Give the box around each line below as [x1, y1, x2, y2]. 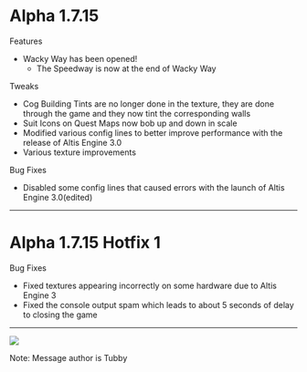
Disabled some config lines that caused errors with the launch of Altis [22, 181, 285, 192]
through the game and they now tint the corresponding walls [22, 108, 251, 119]
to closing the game [22, 309, 98, 320]
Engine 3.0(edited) [22, 191, 93, 202]
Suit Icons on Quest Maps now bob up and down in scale [22, 118, 238, 129]
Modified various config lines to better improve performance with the [22, 127, 283, 138]
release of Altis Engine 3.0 [22, 137, 122, 148]
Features [9, 36, 43, 46]
